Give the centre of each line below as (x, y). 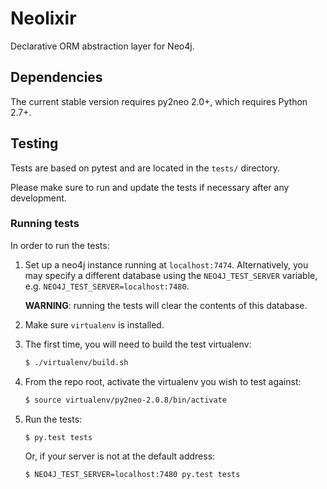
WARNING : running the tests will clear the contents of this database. (166, 305)
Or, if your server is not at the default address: (120, 456)
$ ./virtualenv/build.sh (76, 362)
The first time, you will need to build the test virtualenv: (138, 344)
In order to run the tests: (60, 245)
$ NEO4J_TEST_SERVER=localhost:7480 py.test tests (132, 475)
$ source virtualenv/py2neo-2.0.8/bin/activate (125, 400)
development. (38, 198)
